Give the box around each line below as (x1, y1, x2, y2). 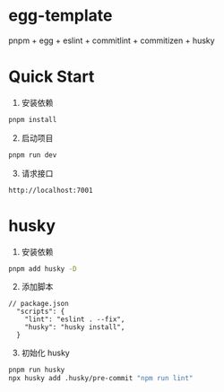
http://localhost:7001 (8, 186, 93, 195)
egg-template (8, 5, 113, 26)
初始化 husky (21, 347, 71, 359)
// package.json (8, 300, 69, 309)
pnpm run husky (8, 365, 65, 375)
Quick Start (8, 66, 95, 87)
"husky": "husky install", (24, 323, 125, 332)
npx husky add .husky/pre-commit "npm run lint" (8, 374, 194, 383)
